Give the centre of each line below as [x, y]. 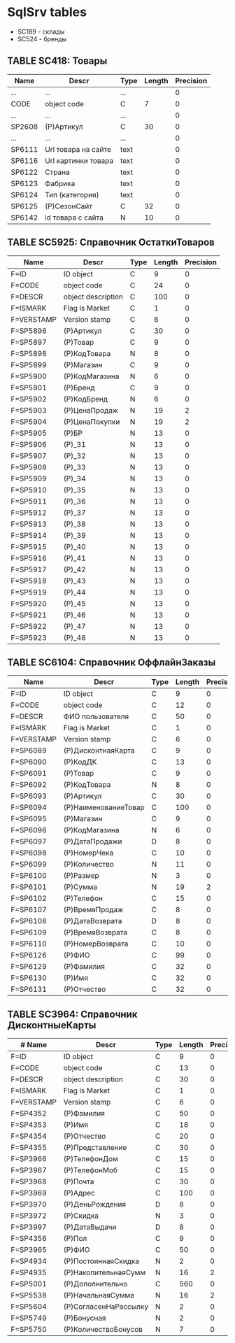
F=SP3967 [29, 1170]
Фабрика [60, 183]
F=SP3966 [29, 1159]
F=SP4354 [29, 1136]
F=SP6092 [29, 785]
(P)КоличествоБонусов [103, 1330]
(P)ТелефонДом [91, 1159]
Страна [57, 172]
